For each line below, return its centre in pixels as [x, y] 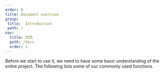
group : [12, 19]
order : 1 [19, 47]
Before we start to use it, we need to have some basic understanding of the [82, 61]
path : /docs [22, 42]
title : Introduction [30, 24]
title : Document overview [32, 14]
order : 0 [14, 10]
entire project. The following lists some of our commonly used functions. [80, 66]
